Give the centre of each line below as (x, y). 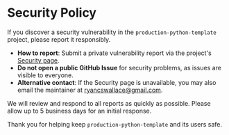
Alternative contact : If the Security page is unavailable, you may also (117, 82)
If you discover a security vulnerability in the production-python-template (112, 32)
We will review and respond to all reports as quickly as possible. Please (109, 103)
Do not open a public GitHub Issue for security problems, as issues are (119, 67)
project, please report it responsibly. (59, 39)
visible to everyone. (45, 75)
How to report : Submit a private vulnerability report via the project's (114, 53)
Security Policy (52, 13)
